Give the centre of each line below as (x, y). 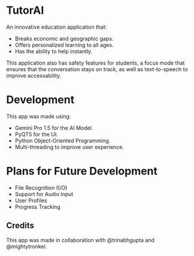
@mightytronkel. (27, 246)
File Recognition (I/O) (41, 188)
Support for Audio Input (44, 194)
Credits (20, 226)
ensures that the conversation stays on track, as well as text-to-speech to (97, 69)
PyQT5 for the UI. (36, 134)
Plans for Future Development (82, 171)
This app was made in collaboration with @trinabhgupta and (80, 240)
